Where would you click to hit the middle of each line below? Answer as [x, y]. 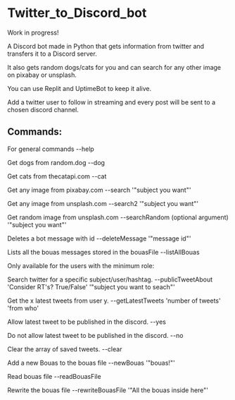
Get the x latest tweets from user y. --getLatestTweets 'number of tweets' [114, 301]
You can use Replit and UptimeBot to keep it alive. [80, 88]
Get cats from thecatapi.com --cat [57, 176]
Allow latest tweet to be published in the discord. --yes [87, 322]
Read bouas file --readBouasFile [54, 376]
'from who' [23, 308]
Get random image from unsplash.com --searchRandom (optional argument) [118, 217]
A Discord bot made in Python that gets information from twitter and [106, 46]
